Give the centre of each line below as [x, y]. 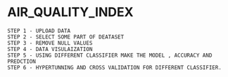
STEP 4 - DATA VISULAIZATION [50, 49]
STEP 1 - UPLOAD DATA [39, 31]
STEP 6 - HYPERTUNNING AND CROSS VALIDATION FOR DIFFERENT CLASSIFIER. [114, 67]
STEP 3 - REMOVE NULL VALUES [50, 43]
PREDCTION [22, 61]
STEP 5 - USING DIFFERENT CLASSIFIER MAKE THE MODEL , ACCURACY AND [110, 55]
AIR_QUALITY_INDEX [70, 12]
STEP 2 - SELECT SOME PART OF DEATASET [66, 37]
